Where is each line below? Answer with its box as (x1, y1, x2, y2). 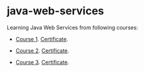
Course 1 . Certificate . (15, 35, 69, 42)
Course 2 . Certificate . (15, 47, 70, 54)
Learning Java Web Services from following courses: (7, 24, 138, 31)
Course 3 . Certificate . (15, 58, 69, 66)
